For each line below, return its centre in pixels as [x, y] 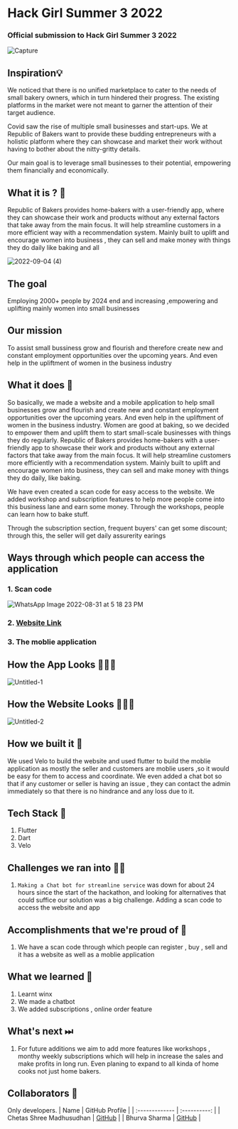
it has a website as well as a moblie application [86, 954]
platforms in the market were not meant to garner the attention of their [110, 105]
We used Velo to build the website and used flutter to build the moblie [109, 760]
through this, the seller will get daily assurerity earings [87, 535]
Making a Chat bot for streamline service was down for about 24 [116, 885]
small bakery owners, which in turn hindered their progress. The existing [113, 98]
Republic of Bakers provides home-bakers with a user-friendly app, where [116, 210]
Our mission [35, 331]
